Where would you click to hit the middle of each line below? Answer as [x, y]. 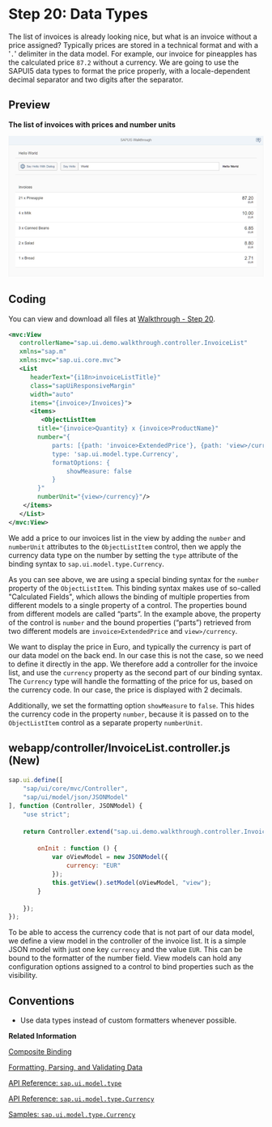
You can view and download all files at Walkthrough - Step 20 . [112, 319]
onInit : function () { [77, 848]
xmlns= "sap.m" [43, 352]
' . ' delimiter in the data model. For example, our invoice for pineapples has [133, 53]
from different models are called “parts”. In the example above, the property [135, 614]
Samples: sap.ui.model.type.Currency [72, 1115]
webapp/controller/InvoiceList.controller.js [119, 748]
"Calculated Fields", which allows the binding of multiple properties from [129, 597]
